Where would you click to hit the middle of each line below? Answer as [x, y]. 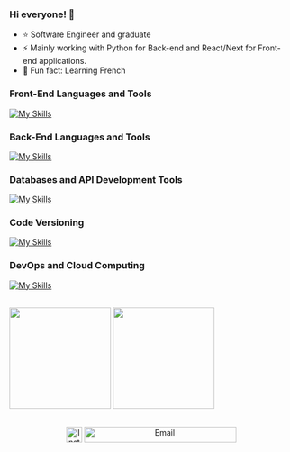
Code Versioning [47, 222]
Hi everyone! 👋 [42, 14]
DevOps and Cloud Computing [77, 266]
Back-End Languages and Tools [80, 137]
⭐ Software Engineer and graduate [86, 34]
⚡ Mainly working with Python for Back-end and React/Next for [139, 48]
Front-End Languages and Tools [81, 94]
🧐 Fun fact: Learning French [74, 70]
